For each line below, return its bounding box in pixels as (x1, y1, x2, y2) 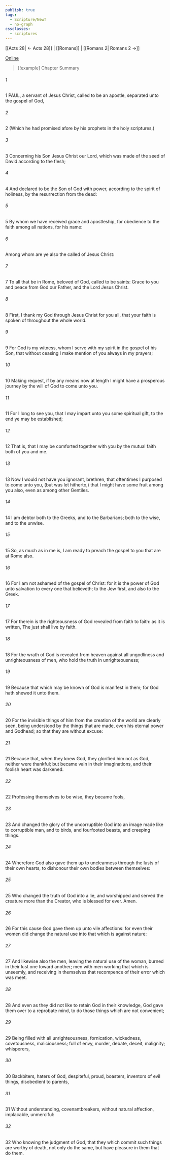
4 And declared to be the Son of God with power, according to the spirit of (5, 186, 161, 192)
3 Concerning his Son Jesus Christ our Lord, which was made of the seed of (5, 152, 165, 159)
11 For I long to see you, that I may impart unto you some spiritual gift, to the (5, 410, 163, 417)
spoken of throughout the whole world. (5, 317, 87, 323)
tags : (5, 12, 17, 17)
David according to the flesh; (5, 158, 66, 164)
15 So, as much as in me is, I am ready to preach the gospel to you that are (5, 548, 161, 554)
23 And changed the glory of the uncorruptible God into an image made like (5, 821, 164, 828)
